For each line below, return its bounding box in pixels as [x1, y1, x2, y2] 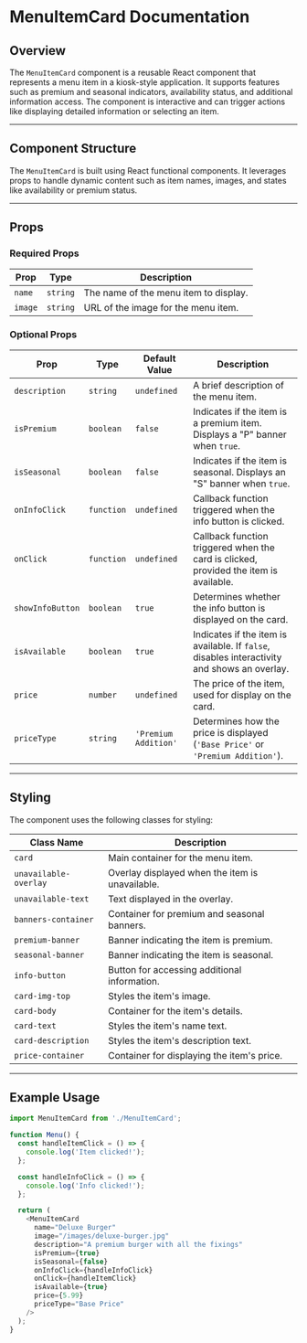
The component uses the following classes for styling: [9, 814, 213, 825]
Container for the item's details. [108, 1004, 243, 1017]
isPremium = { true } [33, 1248, 101, 1258]
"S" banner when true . [193, 477, 291, 490]
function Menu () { [9, 1131, 79, 1140]
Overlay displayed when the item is [108, 866, 259, 879]
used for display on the [193, 688, 292, 701]
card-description [14, 1035, 90, 1046]
